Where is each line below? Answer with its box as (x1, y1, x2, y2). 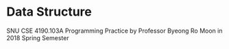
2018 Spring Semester (6, 33, 69, 42)
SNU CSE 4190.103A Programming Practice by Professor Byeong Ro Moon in (6, 27, 223, 35)
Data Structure (6, 4, 92, 20)
